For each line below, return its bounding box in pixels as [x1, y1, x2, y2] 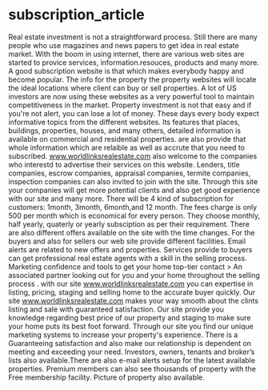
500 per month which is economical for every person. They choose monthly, [8, 211, 261, 220]
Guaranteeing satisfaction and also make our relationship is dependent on [8, 338, 252, 348]
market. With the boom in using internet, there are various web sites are [8, 49, 245, 58]
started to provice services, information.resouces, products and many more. [8, 58, 260, 67]
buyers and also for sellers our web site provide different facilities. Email [8, 236, 246, 246]
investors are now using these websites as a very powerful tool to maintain [8, 91, 254, 101]
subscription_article [8, 6, 146, 24]
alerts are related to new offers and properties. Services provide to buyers [8, 244, 253, 254]
